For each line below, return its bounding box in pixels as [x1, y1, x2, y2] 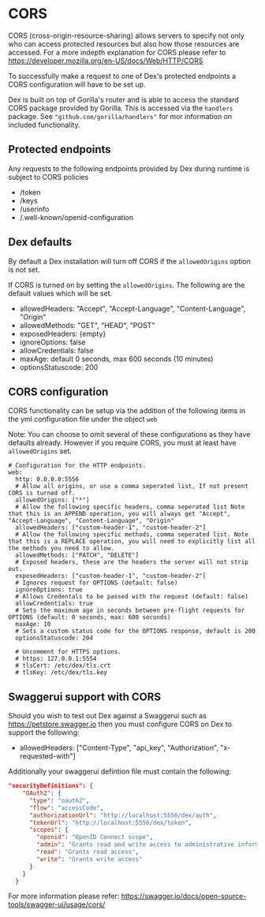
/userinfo [19, 204, 50, 214]
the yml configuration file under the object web [8, 415, 158, 424]
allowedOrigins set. [8, 446, 73, 456]
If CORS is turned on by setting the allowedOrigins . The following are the [8, 280, 245, 289]
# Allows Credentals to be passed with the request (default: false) [15, 593, 248, 601]
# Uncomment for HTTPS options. [15, 648, 122, 656]
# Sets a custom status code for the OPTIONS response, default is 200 [15, 628, 256, 636]
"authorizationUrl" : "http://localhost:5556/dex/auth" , [28, 811, 217, 819]
